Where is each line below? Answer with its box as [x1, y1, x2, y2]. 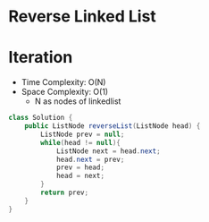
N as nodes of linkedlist [34, 96, 121, 107]
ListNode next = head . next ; [55, 146, 162, 156]
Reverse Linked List [8, 6, 157, 27]
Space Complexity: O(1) [21, 87, 109, 98]
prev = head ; [55, 163, 104, 172]
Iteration [8, 47, 73, 68]
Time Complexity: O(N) [21, 77, 106, 88]
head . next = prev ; [55, 155, 125, 164]
